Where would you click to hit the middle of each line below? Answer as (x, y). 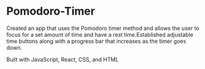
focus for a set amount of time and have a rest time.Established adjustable (100, 34)
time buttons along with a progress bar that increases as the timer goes (96, 41)
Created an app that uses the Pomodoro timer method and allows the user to (103, 28)
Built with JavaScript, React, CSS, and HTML (63, 59)
